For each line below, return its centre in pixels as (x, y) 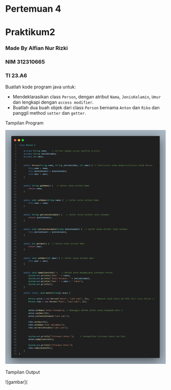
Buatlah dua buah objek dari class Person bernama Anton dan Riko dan (86, 107)
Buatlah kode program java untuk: (41, 87)
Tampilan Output (23, 372)
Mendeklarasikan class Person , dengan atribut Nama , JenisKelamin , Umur (87, 96)
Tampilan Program (24, 123)
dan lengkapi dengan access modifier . (53, 102)
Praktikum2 (30, 32)
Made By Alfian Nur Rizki (37, 48)
